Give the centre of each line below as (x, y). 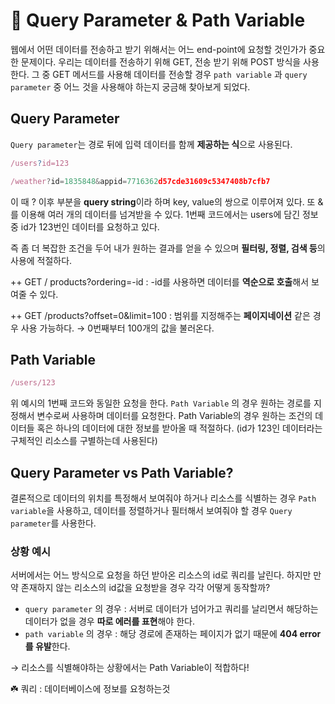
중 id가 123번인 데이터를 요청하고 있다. (85, 226)
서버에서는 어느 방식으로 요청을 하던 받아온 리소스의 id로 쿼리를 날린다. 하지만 (161, 575)
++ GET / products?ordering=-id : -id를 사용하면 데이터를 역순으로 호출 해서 (160, 281)
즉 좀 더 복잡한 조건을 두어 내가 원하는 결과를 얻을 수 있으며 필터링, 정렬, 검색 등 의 (168, 248)
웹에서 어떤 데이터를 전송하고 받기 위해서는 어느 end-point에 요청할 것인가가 (158, 49)
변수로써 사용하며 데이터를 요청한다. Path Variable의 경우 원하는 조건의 (174, 416)
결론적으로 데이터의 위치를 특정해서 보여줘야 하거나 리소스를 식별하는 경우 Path (163, 498)
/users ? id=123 (40, 163)
